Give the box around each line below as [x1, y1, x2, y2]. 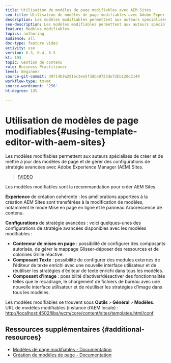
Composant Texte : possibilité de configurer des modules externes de [12, 257, 160, 263]
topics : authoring [5, 31, 44, 36]
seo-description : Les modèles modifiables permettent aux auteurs [5, 21, 149, 27]
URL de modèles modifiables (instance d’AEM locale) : [5, 305, 119, 311]
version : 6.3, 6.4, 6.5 [5, 50, 56, 55]
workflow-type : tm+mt [5, 79, 51, 84]
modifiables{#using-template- [5, 126, 137, 137]
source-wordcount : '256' [5, 83, 58, 88]
